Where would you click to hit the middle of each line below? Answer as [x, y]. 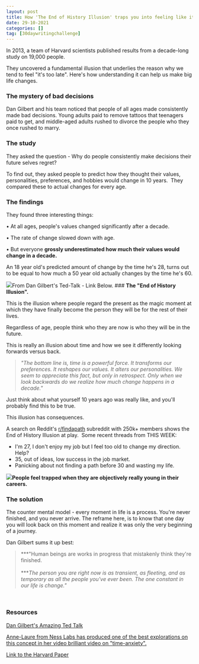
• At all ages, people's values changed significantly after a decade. [88, 226]
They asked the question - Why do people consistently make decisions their [99, 156]
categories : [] [25, 28]
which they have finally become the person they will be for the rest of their [97, 310]
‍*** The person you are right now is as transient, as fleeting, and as [103, 573]
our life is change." [44, 586]
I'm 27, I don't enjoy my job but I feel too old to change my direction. [97, 447]
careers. [17, 484]
